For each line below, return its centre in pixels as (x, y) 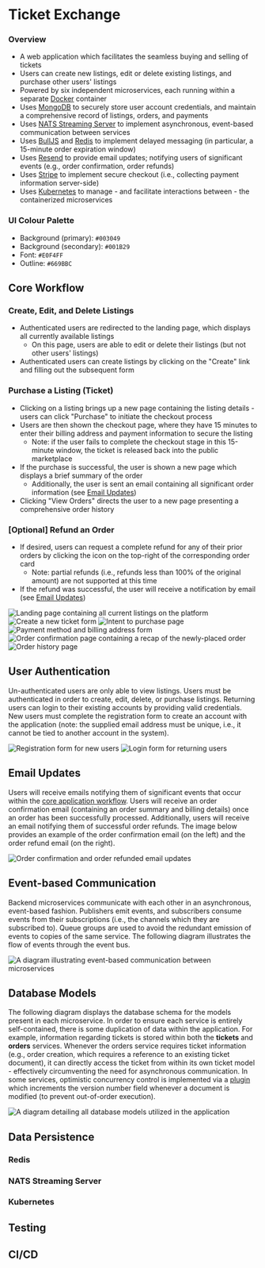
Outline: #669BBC (46, 263)
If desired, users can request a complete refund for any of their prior (131, 547)
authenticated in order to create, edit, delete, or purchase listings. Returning (132, 699)
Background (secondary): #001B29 (75, 246)
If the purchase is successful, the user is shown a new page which (128, 467)
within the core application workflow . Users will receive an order (113, 801)
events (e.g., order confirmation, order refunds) (97, 166)
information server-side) (59, 183)
